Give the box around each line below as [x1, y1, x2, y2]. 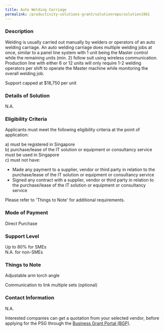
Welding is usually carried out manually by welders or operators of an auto [5, 39, 155, 45]
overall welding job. [5, 70, 45, 76]
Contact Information [5, 294, 55, 301]
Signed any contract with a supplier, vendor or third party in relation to [12, 177, 154, 183]
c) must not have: [5, 157, 41, 163]
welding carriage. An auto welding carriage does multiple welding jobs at [5, 44, 152, 50]
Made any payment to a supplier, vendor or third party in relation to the [12, 166, 155, 172]
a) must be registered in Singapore [5, 141, 75, 147]
